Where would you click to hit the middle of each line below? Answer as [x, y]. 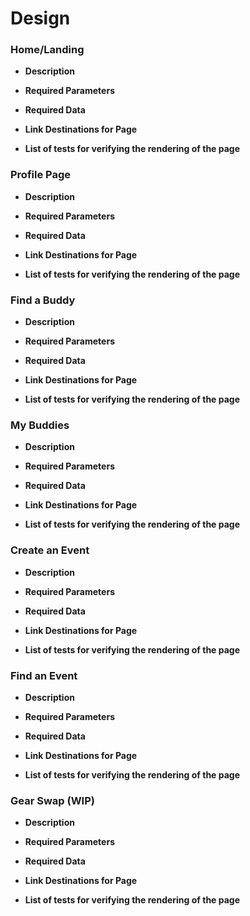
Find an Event [44, 675]
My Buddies [40, 425]
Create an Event [50, 550]
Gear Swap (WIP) [52, 800]
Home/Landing [47, 50]
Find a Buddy [43, 300]
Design [40, 18]
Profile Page [40, 175]
